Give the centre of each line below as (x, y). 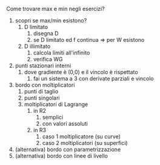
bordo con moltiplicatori (45, 85)
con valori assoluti (65, 123)
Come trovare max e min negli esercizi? (55, 9)
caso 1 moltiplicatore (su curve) (82, 136)
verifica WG (48, 59)
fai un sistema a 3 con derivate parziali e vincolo (93, 79)
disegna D (46, 33)
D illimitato (37, 46)
